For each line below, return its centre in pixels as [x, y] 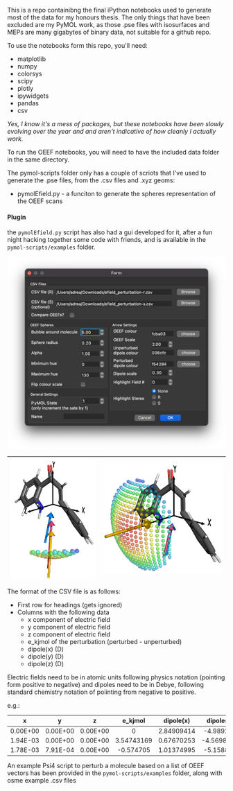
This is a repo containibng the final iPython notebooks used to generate [109, 10]
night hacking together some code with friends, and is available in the [107, 240]
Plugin [17, 217]
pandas [28, 103]
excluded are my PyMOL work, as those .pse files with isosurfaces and [109, 25]
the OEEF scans [40, 201]
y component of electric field [69, 627]
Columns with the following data [63, 612]
